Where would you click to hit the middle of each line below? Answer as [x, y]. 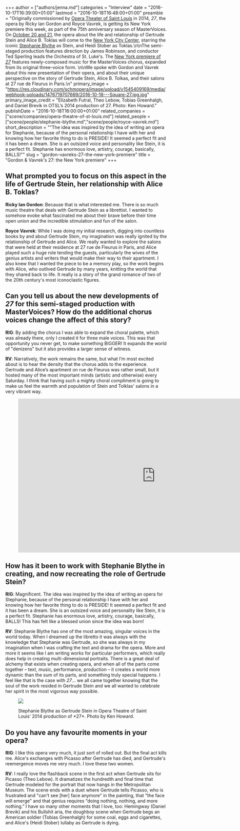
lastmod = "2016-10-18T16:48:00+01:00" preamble [109, 13]
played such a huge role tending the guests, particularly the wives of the [82, 252]
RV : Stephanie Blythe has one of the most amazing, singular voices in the [83, 631]
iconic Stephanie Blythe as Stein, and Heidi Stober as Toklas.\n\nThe [78, 45]
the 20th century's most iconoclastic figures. [53, 280]
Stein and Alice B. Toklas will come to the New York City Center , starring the [85, 40]
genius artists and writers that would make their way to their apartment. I [82, 258]
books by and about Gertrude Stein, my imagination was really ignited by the [86, 236]
